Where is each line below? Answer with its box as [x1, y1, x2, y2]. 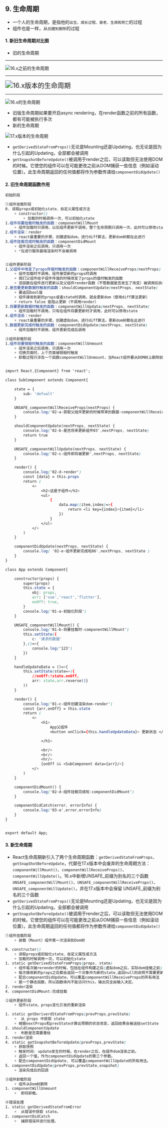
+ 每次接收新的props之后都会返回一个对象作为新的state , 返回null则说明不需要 [14, 970, 156, 975]
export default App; [5, 830, 48, 835]
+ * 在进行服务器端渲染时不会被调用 [14, 248, 77, 254]
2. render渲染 [5, 984, 33, 989]
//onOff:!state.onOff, [31, 673, 79, 679]
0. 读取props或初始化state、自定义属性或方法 [5, 206, 90, 211]
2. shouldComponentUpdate [5, 1026, 59, 1031]
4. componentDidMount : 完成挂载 [5, 989, 67, 994]
